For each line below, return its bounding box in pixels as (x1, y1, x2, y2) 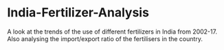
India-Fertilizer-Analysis (7, 5, 150, 21)
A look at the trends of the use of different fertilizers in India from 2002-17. (7, 27, 218, 36)
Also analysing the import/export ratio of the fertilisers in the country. (7, 34, 203, 42)
